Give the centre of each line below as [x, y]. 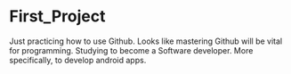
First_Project [57, 16]
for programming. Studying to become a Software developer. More [131, 50]
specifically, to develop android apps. [78, 60]
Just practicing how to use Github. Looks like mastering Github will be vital [146, 41]
